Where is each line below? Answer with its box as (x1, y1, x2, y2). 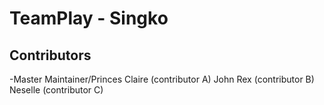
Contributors (9, 47, 92, 64)
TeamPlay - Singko (9, 7, 169, 30)
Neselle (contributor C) (9, 84, 104, 96)
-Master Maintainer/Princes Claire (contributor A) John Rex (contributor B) (9, 73, 315, 85)
